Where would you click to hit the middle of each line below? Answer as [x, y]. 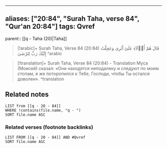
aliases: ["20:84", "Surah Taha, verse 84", [72, 19]
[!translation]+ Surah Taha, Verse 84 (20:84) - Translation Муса [83, 63]
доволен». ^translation [41, 79]
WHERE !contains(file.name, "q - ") [43, 110]
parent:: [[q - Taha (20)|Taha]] [36, 38]
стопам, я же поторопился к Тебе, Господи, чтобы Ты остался [83, 74]
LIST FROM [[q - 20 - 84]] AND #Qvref [45, 137]
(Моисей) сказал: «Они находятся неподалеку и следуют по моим [88, 68]
